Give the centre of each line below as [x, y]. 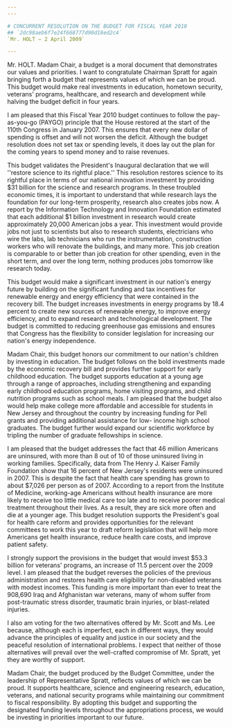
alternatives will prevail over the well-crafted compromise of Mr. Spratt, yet [114, 652]
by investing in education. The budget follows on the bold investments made [116, 362]
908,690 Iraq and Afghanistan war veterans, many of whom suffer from [109, 595]
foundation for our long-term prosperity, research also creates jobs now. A [113, 202]
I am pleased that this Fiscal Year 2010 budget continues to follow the [106, 115]
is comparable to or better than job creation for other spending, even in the [114, 254]
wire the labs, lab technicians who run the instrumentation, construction [109, 239]
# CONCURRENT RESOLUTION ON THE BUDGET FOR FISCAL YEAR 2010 [97, 26]
